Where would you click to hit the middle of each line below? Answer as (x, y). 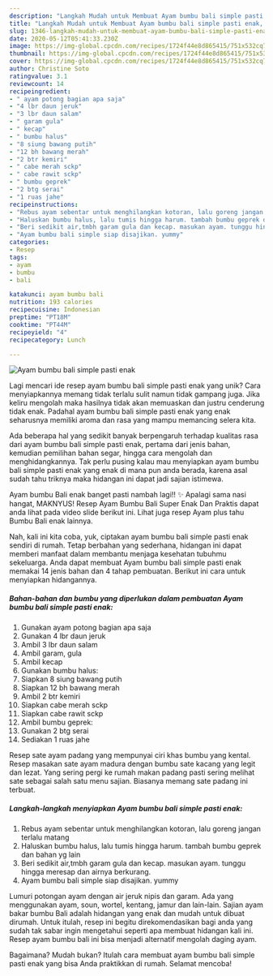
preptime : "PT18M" (40, 317)
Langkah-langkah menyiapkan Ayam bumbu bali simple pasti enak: (126, 808)
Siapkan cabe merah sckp (64, 705)
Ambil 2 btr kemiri (50, 697)
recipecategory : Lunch (47, 340)
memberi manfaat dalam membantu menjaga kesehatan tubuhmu (118, 554)
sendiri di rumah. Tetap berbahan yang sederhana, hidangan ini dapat (126, 545)
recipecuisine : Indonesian (55, 310)
